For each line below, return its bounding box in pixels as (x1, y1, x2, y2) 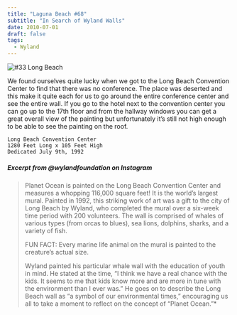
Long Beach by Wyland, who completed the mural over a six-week (24, 203, 219, 212)
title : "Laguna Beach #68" (7, 10, 87, 18)
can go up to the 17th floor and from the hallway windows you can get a (7, 107, 217, 115)
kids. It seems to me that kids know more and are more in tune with (24, 277, 221, 285)
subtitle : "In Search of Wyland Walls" (7, 17, 126, 24)
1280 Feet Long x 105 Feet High (7, 142, 103, 149)
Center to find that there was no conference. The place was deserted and (7, 85, 223, 92)
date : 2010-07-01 (7, 23, 59, 31)
